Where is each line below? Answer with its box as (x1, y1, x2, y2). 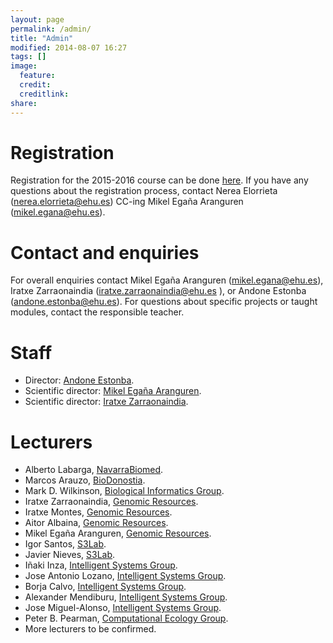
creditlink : (19, 89, 70, 99)
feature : (19, 71, 56, 81)
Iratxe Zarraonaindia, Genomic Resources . (24, 496, 199, 508)
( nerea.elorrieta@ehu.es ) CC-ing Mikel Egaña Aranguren (10, 196, 244, 208)
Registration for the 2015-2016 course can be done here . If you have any (10, 174, 309, 186)
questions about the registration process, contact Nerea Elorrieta (10, 185, 278, 197)
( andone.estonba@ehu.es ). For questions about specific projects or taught (10, 296, 318, 308)
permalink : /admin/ (10, 24, 92, 34)
